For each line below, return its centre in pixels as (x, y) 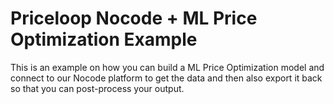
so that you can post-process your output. (97, 88)
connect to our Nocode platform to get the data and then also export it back (166, 78)
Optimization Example (104, 39)
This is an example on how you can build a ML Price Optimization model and (167, 67)
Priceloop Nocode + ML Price (134, 18)
